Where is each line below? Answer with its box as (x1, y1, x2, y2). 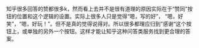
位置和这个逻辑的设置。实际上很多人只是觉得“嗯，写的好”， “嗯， (16, 13, 179, 20)
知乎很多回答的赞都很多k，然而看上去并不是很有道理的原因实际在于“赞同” (6, 5, 188, 12)
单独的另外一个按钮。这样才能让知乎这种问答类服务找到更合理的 (26, 28, 185, 35)
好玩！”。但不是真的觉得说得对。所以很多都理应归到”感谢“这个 (32, 20, 186, 27)
